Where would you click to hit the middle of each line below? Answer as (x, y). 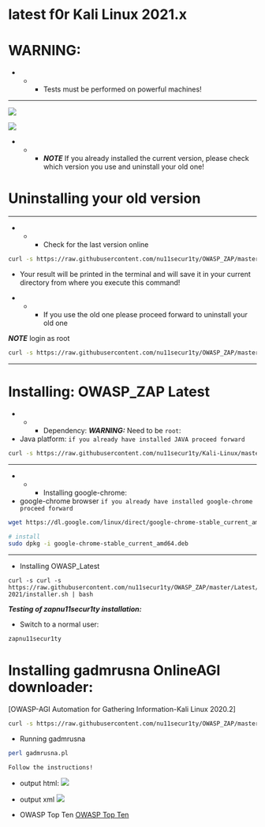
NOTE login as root (39, 338)
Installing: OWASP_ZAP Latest (109, 391)
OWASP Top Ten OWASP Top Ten (74, 814)
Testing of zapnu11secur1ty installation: (75, 609)
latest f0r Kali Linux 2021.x (98, 15)
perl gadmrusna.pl (38, 753)
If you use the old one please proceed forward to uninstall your (146, 314)
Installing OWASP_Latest (60, 567)
